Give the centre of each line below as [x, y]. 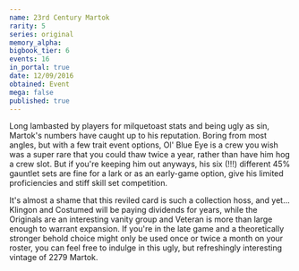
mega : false [31, 92]
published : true [39, 101]
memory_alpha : [36, 42]
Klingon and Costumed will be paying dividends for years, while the [133, 210]
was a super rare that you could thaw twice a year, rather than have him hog [150, 155]
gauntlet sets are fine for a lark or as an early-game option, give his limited [146, 174]
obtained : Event [39, 84]
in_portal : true [39, 68]
